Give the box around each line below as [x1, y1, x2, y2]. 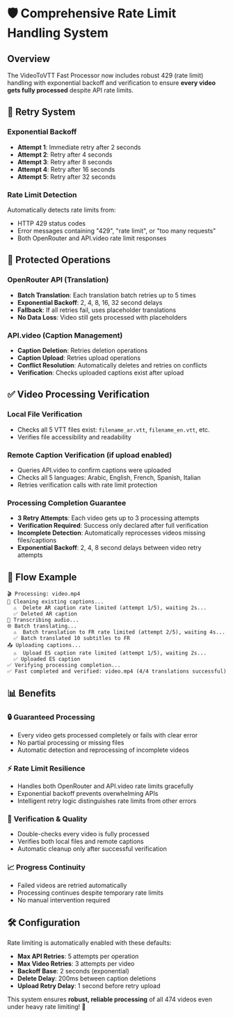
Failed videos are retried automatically [17, 881, 127, 889]
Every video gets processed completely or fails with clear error [17, 730, 198, 739]
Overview [7, 53, 51, 65]
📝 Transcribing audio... [7, 617, 79, 624]
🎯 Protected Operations [7, 254, 111, 266]
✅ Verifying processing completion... [7, 662, 121, 669]
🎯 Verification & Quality [7, 814, 88, 824]
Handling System [7, 25, 109, 41]
